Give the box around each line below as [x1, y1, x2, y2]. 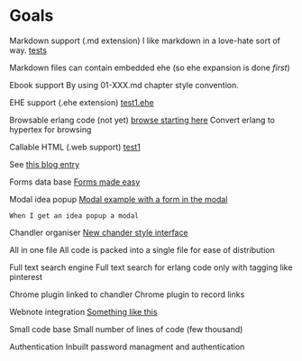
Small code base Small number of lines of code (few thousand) [9, 323, 243, 334]
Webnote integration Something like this [9, 306, 158, 317]
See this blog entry [9, 158, 80, 169]
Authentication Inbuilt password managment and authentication [9, 341, 245, 352]
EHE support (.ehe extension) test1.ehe [9, 96, 155, 108]
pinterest [9, 271, 43, 282]
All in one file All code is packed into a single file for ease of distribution [9, 244, 275, 255]
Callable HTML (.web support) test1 [9, 141, 142, 152]
